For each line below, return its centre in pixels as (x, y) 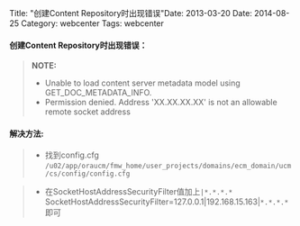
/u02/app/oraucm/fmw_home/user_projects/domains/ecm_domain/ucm (168, 166)
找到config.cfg (72, 155)
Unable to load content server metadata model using (142, 83)
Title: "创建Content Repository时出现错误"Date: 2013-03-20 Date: (131, 13)
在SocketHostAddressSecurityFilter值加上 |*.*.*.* (139, 192)
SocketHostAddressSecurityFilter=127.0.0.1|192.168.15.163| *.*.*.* (167, 202)
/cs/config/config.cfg (87, 174)
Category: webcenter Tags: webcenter (93, 23)
